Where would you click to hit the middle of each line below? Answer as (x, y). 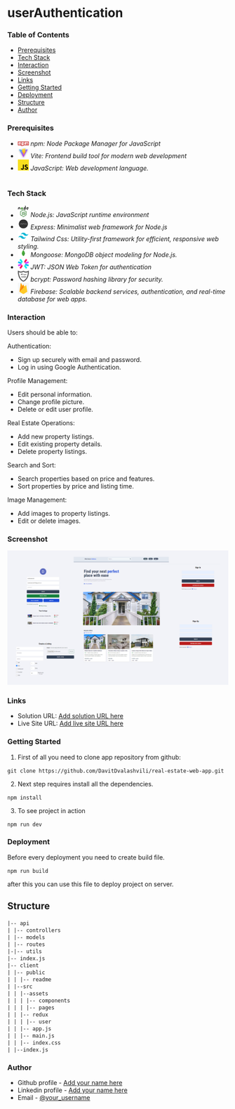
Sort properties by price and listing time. (76, 486)
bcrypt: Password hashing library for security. (97, 279)
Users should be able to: (43, 332)
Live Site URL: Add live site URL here (70, 724)
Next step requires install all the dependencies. (85, 784)
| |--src (20, 986)
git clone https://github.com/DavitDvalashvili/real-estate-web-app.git (116, 771)
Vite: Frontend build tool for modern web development (109, 155)
